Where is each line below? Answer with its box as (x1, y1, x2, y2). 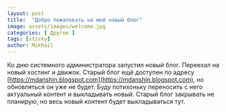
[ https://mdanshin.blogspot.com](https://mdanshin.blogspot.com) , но (7, 76, 204, 83)
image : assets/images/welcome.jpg (7, 23, 106, 30)
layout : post (7, 10, 45, 17)
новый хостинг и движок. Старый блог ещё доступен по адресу (7, 68, 194, 76)
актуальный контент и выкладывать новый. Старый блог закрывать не (7, 90, 215, 98)
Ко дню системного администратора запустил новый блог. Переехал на (7, 61, 220, 69)
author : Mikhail (7, 42, 54, 49)
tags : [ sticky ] (7, 36, 51, 43)
